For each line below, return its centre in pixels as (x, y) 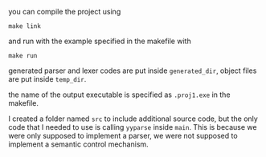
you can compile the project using (65, 12)
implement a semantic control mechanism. (78, 144)
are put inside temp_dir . (47, 79)
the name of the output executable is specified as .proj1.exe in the (119, 95)
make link (25, 26)
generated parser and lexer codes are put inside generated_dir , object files (133, 70)
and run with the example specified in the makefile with (100, 41)
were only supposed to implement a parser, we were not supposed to (123, 136)
